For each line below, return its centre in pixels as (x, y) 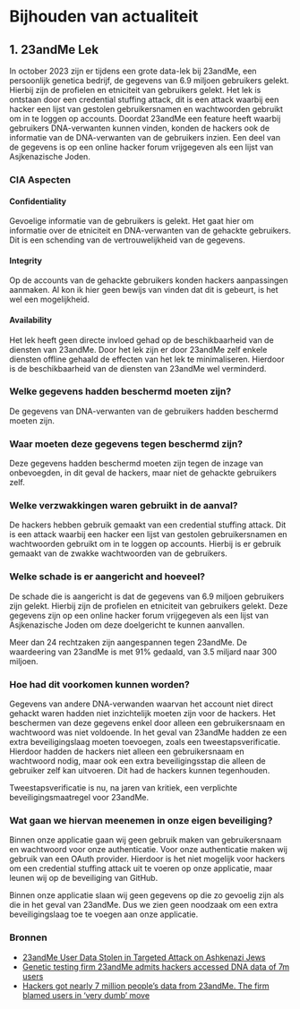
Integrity (26, 261)
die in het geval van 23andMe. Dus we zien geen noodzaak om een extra (144, 905)
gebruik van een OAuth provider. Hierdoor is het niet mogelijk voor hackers (147, 859)
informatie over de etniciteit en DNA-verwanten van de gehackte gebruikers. (150, 231)
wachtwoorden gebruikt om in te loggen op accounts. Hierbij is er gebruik (146, 544)
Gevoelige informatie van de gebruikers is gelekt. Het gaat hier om (132, 221)
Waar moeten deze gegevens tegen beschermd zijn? (126, 443)
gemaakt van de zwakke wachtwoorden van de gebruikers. (119, 553)
